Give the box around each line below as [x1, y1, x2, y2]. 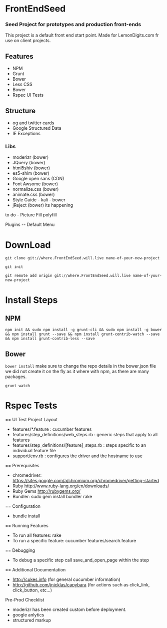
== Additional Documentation [5, 567, 66, 573]
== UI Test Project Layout [5, 417, 58, 423]
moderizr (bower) [12, 154, 49, 160]
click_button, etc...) [12, 587, 52, 593]
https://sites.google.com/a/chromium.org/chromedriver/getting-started [12, 478, 159, 484]
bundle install [12, 513, 40, 519]
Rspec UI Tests [12, 92, 44, 98]
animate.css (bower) [12, 191, 55, 198]
